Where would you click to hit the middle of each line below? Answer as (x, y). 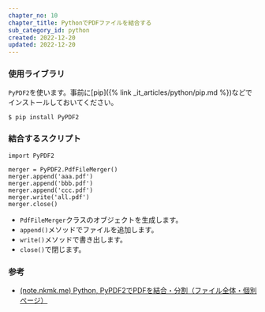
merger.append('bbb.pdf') (50, 183)
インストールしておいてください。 (63, 103)
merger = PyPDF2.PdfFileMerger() (63, 169)
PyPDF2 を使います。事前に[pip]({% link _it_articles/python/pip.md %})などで (131, 92)
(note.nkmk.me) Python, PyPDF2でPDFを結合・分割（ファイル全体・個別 (138, 291)
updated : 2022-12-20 (42, 45)
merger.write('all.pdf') (49, 197)
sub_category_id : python (49, 30)
